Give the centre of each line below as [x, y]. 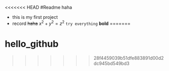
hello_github [32, 44]
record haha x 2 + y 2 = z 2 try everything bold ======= [71, 23]
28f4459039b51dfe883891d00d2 [129, 58]
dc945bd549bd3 [112, 63]
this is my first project [35, 17]
